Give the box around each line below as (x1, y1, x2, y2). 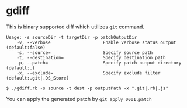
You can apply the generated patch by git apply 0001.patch (6, 95, 152, 102)
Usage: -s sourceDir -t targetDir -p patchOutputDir (6, 34, 137, 40)
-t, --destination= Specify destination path (16, 55, 166, 60)
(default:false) (6, 45, 46, 51)
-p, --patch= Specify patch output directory (16, 60, 182, 66)
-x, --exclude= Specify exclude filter (16, 70, 161, 76)
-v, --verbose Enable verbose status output (16, 39, 176, 45)
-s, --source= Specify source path (16, 49, 153, 56)
